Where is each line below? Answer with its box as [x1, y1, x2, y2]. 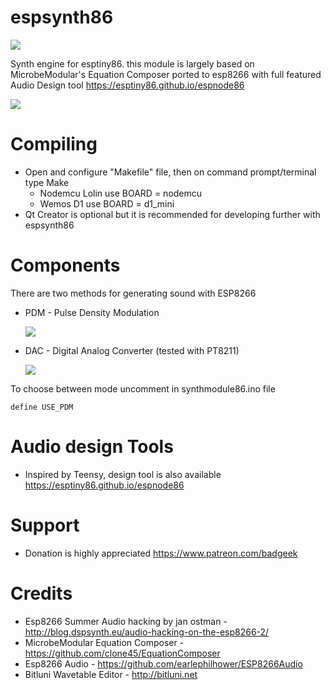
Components [10, 254, 121, 277]
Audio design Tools [10, 436, 174, 458]
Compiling [10, 133, 98, 156]
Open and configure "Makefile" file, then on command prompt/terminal [24, 166, 317, 178]
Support [10, 514, 80, 536]
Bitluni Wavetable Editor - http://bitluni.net [24, 668, 198, 680]
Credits [10, 582, 73, 605]
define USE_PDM [10, 402, 74, 412]
